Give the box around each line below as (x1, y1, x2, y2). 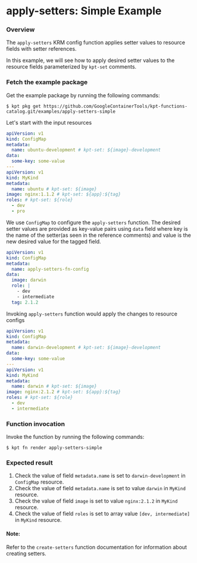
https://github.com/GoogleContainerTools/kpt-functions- (43, 103, 187, 109)
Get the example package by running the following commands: (6, 91, 160, 99)
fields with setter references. (6, 45, 77, 52)
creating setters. (6, 550, 46, 557)
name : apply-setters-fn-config (11, 266, 89, 272)
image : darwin (11, 277, 46, 283)
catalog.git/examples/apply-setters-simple (6, 109, 116, 115)
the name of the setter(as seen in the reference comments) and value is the (6, 231, 192, 239)
